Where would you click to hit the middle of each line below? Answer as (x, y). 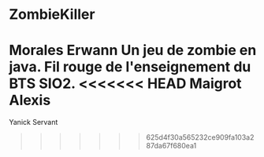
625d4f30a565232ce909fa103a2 (200, 137)
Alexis (30, 100)
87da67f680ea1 (171, 146)
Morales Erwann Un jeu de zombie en (133, 51)
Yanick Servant (33, 122)
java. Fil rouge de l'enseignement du (130, 67)
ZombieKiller (52, 15)
